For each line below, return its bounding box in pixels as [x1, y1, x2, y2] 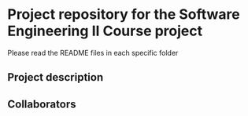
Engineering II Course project [7, 22, 202, 40]
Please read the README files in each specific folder [7, 48, 179, 57]
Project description [7, 71, 104, 84]
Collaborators [7, 97, 76, 111]
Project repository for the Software [7, 5, 241, 24]
